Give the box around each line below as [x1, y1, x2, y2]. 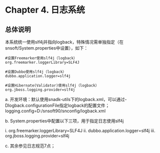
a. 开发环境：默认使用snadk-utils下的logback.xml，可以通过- [5, 97, 127, 102]
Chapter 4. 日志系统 [5, 4, 85, 16]
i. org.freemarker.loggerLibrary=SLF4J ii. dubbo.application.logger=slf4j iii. [5, 128, 156, 134]
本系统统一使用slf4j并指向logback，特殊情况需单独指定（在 [5, 39, 124, 45]
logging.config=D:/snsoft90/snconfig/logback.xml [5, 108, 106, 114]
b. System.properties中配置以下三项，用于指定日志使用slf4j [5, 118, 124, 124]
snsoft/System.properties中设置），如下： [5, 45, 88, 51]
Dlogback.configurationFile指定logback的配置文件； [5, 102, 110, 108]
